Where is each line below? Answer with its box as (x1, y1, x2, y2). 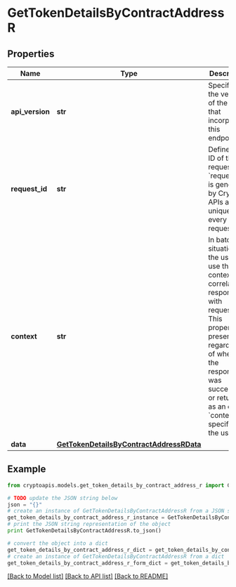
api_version (11, 107, 51, 117)
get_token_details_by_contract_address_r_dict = (7, 546, 152, 553)
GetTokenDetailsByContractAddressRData (56, 440, 202, 449)
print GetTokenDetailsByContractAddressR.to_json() (7, 527, 162, 534)
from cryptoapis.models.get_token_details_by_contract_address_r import (7, 482, 225, 489)
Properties (7, 48, 55, 60)
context (11, 331, 37, 341)
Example (7, 463, 46, 475)
